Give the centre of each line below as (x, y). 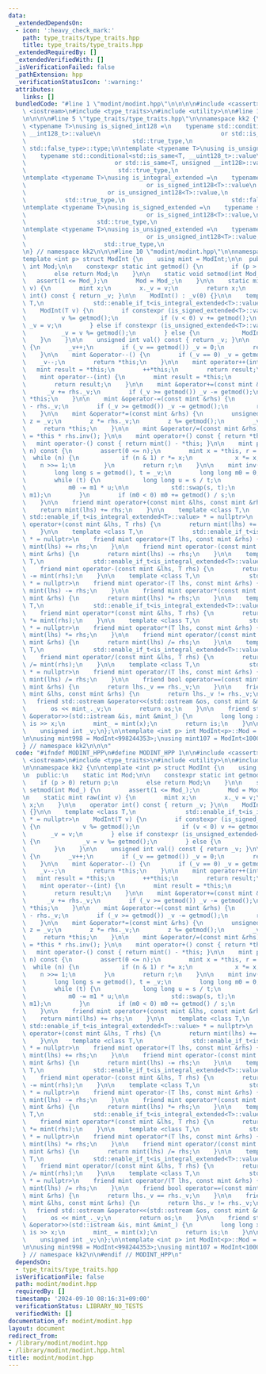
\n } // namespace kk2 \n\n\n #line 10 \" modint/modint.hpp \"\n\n (129, 251)
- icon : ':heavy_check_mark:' (65, 30)
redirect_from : (33, 1336)
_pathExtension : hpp (49, 75)
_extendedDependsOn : (49, 23)
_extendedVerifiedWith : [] (60, 60)
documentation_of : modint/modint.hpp (70, 1321)
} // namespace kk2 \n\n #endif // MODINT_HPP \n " (102, 1254)
